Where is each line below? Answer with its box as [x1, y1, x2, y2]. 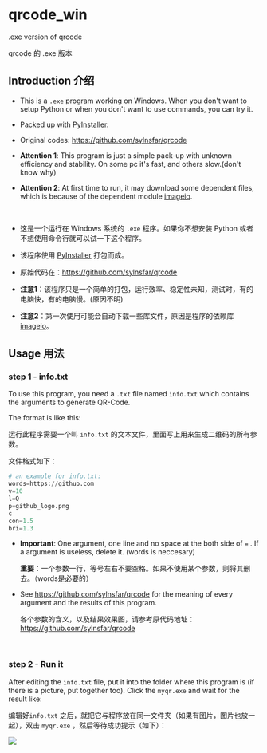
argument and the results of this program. [19, 598, 157, 608]
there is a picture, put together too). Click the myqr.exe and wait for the [8, 685, 241, 695]
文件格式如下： [8, 456, 57, 466]
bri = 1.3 [8, 524, 34, 532]
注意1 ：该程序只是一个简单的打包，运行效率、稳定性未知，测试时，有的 [19, 284, 253, 294]
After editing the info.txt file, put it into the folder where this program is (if [8, 676, 255, 687]
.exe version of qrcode [8, 32, 82, 41]
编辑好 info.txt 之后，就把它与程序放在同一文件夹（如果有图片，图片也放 [8, 710, 249, 719]
